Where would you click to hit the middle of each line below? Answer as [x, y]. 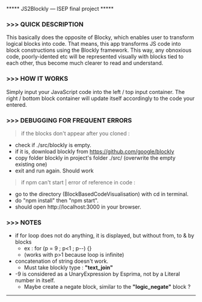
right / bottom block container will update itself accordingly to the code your [100, 98]
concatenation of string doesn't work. [62, 261]
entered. [17, 104]
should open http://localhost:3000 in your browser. [78, 207]
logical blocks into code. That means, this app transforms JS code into [94, 44]
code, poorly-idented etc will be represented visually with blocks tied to [95, 57]
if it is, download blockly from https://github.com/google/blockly [94, 151]
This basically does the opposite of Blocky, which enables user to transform [100, 37]
